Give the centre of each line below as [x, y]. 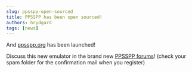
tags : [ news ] [22, 28]
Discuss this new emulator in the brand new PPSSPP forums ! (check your [96, 56]
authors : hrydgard [29, 22]
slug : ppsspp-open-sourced [40, 12]
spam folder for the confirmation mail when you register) [76, 63]
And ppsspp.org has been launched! [51, 45]
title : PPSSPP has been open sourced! [54, 17]
